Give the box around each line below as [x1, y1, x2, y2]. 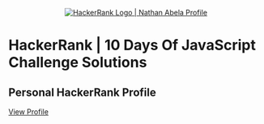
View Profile [8, 107, 49, 117]
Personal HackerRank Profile [8, 85, 156, 99]
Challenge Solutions [8, 53, 147, 72]
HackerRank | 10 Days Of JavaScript [8, 36, 257, 54]
